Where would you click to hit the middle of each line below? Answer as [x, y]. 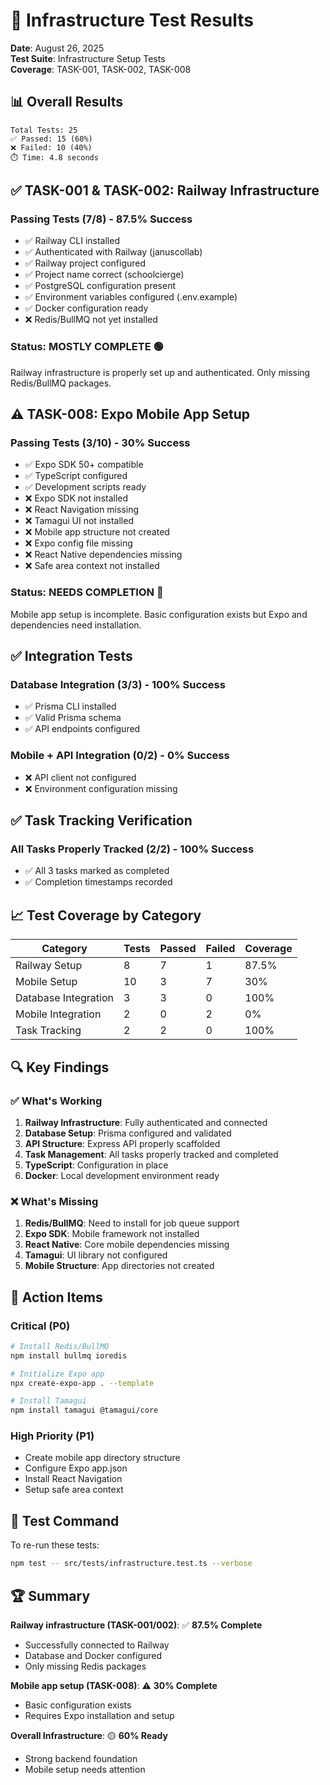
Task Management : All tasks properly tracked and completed [151, 1154]
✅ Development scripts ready [85, 487]
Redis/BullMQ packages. [61, 383]
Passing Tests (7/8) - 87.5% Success [101, 219]
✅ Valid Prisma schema [73, 718]
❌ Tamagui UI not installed [79, 521]
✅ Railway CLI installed [72, 241]
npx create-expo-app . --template [82, 1383]
